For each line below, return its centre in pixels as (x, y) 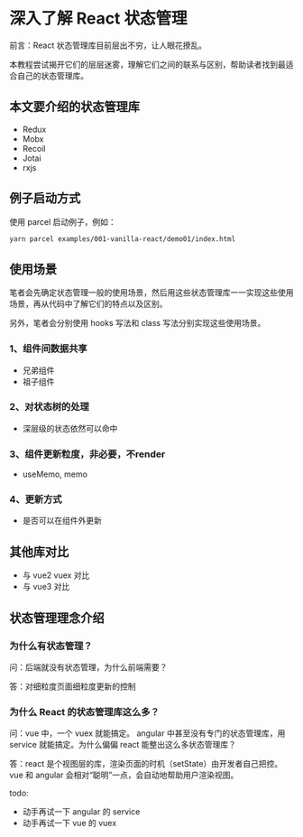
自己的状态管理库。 (52, 75)
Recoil (34, 148)
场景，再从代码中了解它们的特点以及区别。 (88, 304)
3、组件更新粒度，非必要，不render (87, 454)
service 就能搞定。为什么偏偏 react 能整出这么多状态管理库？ (123, 745)
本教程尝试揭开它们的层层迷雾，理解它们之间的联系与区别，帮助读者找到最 (147, 64)
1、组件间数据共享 (48, 349)
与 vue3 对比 (46, 587)
